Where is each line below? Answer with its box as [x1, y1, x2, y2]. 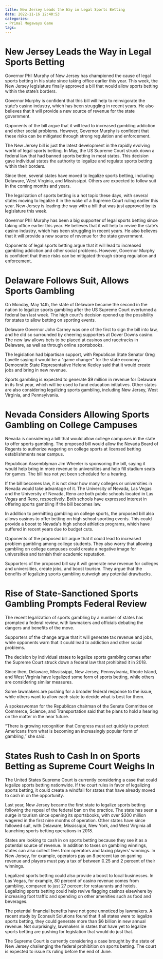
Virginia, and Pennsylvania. [5, 392, 59, 398]
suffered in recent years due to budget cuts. [5, 526, 93, 532]
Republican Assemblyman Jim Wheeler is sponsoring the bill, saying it [5, 460, 145, 466]
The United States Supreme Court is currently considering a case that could [5, 777, 157, 783]
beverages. [5, 898, 28, 904]
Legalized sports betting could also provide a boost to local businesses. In [5, 872, 154, 878]
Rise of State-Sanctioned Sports [5, 588, 139, 599]
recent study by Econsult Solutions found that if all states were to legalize [5, 913, 152, 919]
